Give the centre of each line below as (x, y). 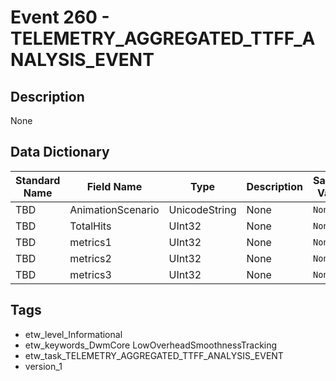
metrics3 (90, 274)
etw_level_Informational (73, 334)
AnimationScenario (114, 209)
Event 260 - (60, 17)
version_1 (43, 366)
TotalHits (90, 226)
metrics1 (90, 242)
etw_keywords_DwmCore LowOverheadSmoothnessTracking (151, 345)
